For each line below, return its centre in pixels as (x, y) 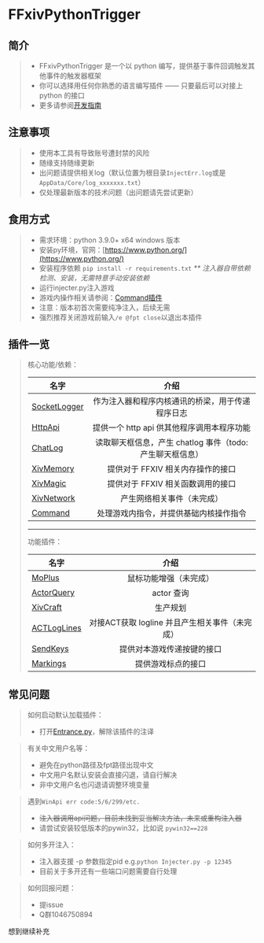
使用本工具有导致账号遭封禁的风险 (94, 153)
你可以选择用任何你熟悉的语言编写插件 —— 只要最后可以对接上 (141, 85)
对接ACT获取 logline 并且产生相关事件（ (163, 623)
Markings (49, 664)
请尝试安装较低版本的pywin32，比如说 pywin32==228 (123, 828)
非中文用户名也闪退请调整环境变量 (94, 785)
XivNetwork (53, 498)
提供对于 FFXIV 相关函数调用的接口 (172, 484)
